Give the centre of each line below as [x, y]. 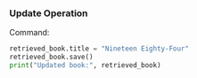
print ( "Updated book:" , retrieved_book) [86, 66]
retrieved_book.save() [51, 57]
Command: [29, 33]
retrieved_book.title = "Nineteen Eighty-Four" [99, 49]
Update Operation [49, 13]
